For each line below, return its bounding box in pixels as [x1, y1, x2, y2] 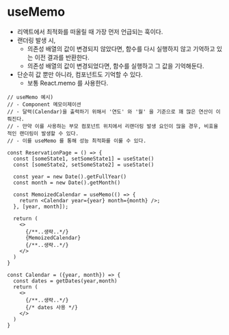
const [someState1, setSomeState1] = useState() [13, 155, 154, 162]
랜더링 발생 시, [16, 36, 56, 44]
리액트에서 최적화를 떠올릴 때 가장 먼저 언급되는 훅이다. [16, 27, 163, 36]
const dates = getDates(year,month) [13, 278, 118, 284]
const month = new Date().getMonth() [13, 179, 121, 186]
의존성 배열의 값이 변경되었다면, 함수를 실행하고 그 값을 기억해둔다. [27, 62, 204, 70]
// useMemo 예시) [7, 94, 53, 100]
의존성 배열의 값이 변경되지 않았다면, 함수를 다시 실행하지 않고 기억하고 [27, 44, 215, 53]
